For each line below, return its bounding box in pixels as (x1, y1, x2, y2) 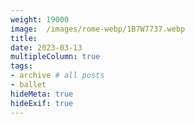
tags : (10, 61, 33, 71)
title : (10, 33, 38, 43)
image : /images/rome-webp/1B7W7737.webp (10, 24, 186, 34)
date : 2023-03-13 (10, 42, 83, 53)
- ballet (10, 80, 47, 90)
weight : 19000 (10, 14, 70, 25)
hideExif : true (10, 98, 74, 108)
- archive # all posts (10, 71, 105, 81)
